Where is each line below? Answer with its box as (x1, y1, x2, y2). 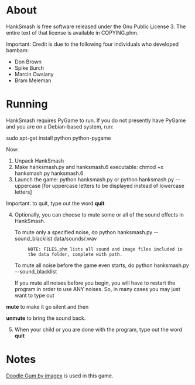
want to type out (14, 292, 54, 299)
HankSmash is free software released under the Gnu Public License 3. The (6, 23, 186, 30)
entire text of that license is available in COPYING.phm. (6, 29, 139, 36)
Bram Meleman (14, 77, 52, 84)
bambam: (6, 46, 29, 53)
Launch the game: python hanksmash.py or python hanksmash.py (14, 175, 175, 183)
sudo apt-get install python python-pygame (6, 134, 111, 141)
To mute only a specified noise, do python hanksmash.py (14, 228, 153, 235)
